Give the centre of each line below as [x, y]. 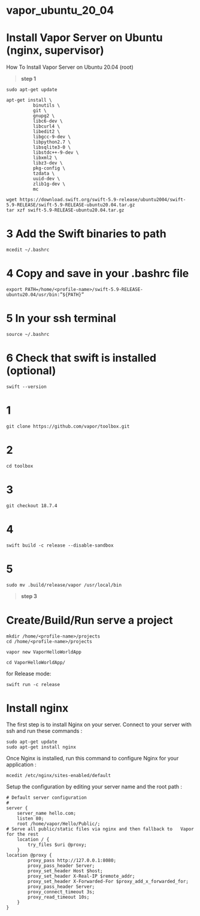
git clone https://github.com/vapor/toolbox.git [68, 426]
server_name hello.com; [47, 814]
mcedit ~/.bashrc [28, 250]
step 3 [29, 596]
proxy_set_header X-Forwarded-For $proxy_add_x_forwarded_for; [108, 882]
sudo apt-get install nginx [41, 747]
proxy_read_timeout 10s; [59, 897]
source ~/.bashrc [28, 334]
